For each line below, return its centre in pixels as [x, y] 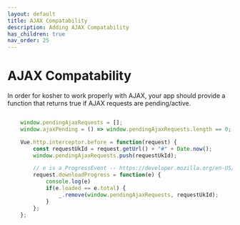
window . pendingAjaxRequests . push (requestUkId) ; [105, 155]
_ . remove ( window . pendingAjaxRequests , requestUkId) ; [139, 195]
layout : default [31, 14]
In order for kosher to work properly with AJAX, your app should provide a [116, 96]
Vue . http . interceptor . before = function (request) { [99, 142]
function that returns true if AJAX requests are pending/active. [99, 104]
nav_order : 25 [29, 41]
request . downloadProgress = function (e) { [97, 175]
